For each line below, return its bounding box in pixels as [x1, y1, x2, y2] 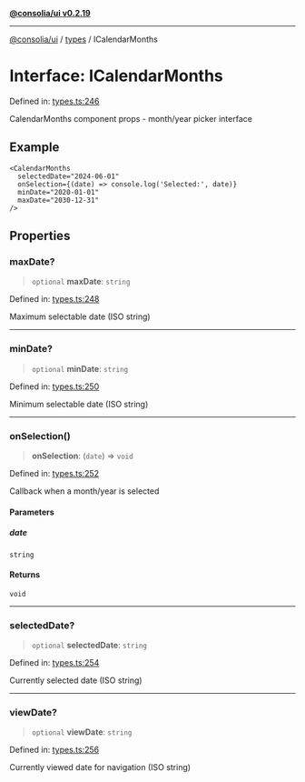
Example [9, 140, 60, 155]
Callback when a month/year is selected [9, 486, 160, 496]
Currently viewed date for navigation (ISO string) [9, 762, 192, 773]
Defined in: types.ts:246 [9, 95, 100, 106]
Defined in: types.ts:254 [9, 657, 100, 668]
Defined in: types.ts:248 [9, 294, 100, 305]
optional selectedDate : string [31, 640, 148, 651]
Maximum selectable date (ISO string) [9, 311, 152, 322]
